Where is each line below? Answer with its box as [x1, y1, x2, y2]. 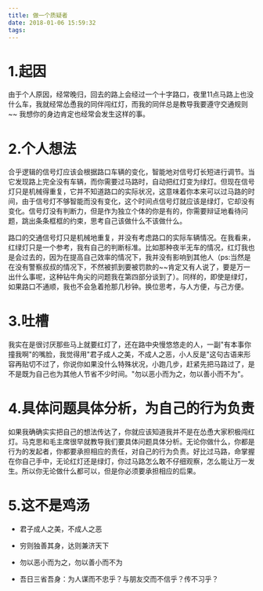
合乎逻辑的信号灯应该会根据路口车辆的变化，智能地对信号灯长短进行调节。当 [8, 167, 255, 177]
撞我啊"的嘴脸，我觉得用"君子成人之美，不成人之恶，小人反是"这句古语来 [8, 350, 244, 359]
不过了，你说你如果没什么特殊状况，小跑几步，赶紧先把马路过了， [34, 359, 248, 369]
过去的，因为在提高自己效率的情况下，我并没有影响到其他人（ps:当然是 [21, 253, 251, 262]
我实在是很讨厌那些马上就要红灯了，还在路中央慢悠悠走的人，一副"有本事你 [8, 340, 252, 349]
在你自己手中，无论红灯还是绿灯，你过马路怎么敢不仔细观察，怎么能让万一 [8, 457, 248, 466]
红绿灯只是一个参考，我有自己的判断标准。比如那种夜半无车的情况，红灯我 [8, 243, 248, 252]
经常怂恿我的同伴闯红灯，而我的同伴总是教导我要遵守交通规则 [49, 100, 248, 109]
